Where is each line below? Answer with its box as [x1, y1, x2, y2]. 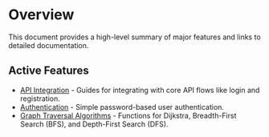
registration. [19, 94, 60, 103]
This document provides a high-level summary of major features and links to [8, 32, 261, 42]
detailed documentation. [8, 40, 89, 50]
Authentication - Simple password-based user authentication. [19, 102, 225, 111]
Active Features [8, 64, 90, 78]
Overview [8, 6, 75, 24]
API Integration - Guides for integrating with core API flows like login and [19, 85, 260, 95]
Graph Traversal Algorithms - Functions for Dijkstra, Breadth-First [19, 111, 237, 120]
